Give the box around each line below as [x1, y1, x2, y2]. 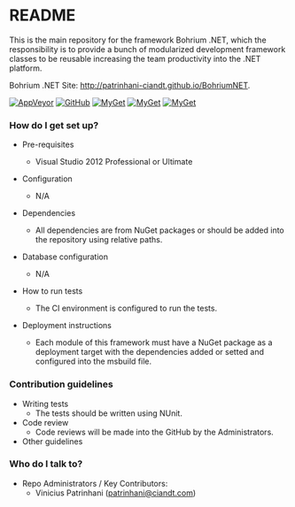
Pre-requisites [21, 139, 74, 150]
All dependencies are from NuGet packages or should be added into [35, 225, 285, 235]
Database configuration [21, 251, 109, 262]
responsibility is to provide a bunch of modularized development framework [9, 43, 286, 54]
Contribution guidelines [9, 378, 113, 390]
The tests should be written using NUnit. [35, 408, 183, 419]
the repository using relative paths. [35, 234, 163, 245]
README [9, 5, 76, 26]
